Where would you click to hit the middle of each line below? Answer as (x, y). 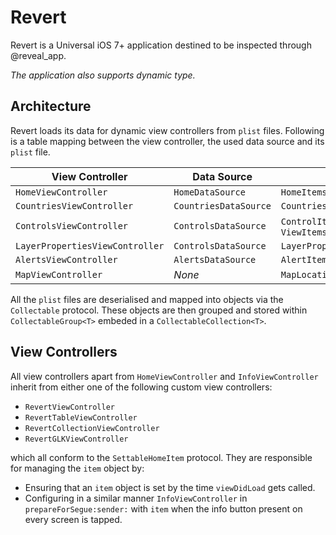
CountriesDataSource (222, 205)
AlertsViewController (66, 259)
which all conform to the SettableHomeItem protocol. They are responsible (161, 457)
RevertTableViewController (81, 417)
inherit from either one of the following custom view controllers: (141, 387)
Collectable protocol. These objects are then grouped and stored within (159, 310)
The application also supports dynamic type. (103, 75)
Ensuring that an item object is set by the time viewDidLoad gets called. (170, 487)
